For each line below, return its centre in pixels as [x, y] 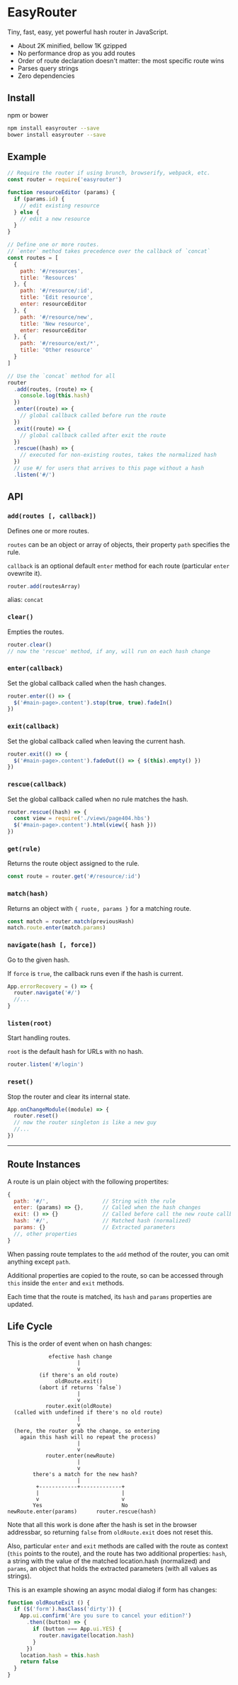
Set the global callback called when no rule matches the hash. [98, 799]
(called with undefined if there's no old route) [88, 1412]
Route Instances [44, 1165]
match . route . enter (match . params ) [57, 928]
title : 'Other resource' [57, 350]
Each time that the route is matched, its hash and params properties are [110, 1296]
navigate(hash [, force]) [52, 945]
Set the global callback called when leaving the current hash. [96, 741]
